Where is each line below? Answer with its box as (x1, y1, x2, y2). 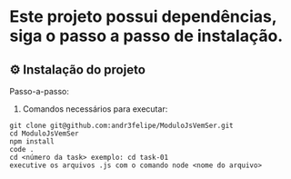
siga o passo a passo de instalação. (9, 25, 284, 46)
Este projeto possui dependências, (9, 6, 277, 27)
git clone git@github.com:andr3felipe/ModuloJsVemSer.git (9, 121, 234, 130)
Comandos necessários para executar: (22, 104, 168, 114)
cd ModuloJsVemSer (9, 129, 79, 138)
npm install (9, 137, 55, 146)
